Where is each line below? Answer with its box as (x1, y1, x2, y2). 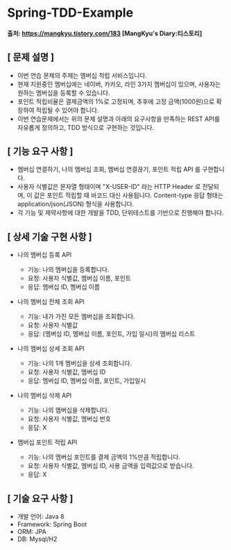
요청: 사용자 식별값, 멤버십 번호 (27, 415, 111, 423)
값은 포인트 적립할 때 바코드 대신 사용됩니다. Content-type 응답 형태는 (33, 191, 224, 199)
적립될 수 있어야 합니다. (35, 106, 99, 114)
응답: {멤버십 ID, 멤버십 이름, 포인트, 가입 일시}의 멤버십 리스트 (27, 330, 196, 338)
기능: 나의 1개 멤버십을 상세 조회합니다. (27, 359, 132, 367)
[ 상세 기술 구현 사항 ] (7, 231, 92, 242)
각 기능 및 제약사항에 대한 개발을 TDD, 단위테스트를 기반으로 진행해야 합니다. (17, 208, 224, 217)
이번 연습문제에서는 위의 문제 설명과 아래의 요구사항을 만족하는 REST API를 (17, 115, 221, 123)
